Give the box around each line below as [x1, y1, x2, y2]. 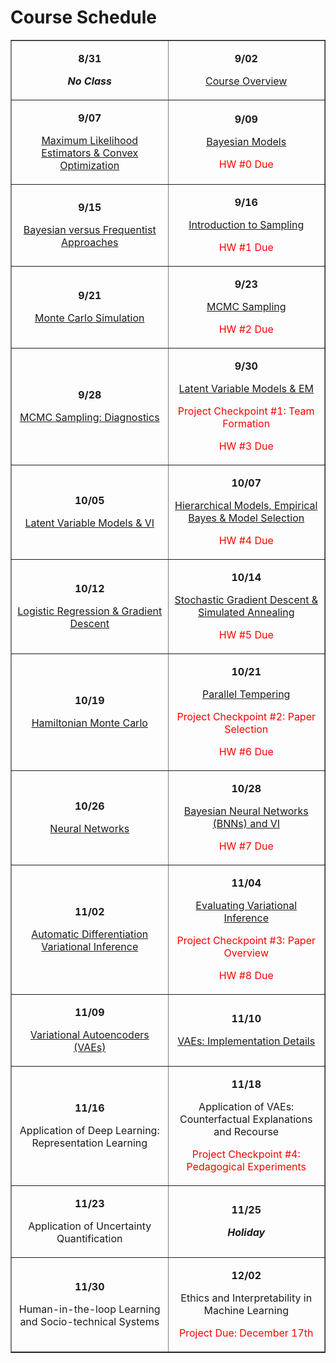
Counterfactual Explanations [179, 1112, 313, 1126]
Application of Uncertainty [28, 1219, 152, 1233]
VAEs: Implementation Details [177, 1034, 316, 1048]
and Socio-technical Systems [19, 1314, 160, 1328]
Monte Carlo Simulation [34, 311, 145, 325]
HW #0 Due [218, 157, 274, 171]
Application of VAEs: [198, 1099, 295, 1113]
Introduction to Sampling [188, 217, 305, 231]
